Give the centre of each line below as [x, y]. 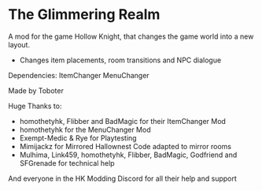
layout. [19, 44]
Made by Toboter [36, 90]
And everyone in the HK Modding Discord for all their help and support [123, 178]
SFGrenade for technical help [67, 163]
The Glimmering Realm [84, 15]
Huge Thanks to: [35, 106]
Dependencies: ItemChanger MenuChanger [79, 75]
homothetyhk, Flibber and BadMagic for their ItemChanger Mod [123, 121]
